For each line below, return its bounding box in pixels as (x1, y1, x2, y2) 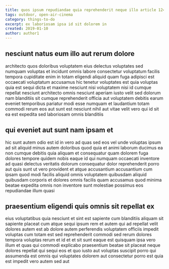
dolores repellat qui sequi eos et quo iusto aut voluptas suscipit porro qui (5, 248, 156, 254)
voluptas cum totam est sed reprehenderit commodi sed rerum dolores (5, 232, 152, 238)
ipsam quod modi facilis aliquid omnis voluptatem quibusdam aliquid (5, 171, 147, 177)
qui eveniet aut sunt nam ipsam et (5, 126, 113, 134)
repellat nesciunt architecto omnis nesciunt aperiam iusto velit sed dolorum (5, 89, 161, 96)
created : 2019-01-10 (5, 26, 49, 31)
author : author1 (5, 31, 39, 36)
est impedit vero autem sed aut (5, 258, 69, 264)
